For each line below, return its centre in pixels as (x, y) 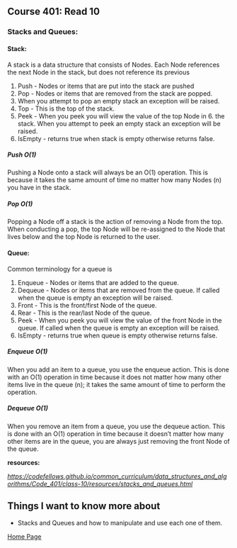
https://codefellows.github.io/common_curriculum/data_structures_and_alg (117, 476)
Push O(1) (22, 155)
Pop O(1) (20, 204)
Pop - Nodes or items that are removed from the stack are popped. (115, 93)
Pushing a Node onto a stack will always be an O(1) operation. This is (108, 172)
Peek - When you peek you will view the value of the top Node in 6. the (121, 116)
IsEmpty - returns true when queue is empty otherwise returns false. (117, 335)
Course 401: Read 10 (54, 12)
